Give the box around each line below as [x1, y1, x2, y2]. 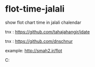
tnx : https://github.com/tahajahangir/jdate [5, 29, 90, 34]
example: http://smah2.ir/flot [5, 48, 62, 53]
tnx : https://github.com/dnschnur [5, 38, 73, 44]
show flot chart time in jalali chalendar [5, 19, 81, 25]
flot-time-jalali [5, 3, 65, 15]
